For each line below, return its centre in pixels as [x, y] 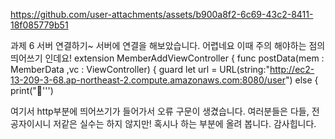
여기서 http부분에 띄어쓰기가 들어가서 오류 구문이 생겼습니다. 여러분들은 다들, [160, 111]
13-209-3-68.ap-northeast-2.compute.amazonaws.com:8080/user [148, 80]
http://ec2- [292, 69]
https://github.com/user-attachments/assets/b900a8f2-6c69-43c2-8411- [162, 14]
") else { [301, 80]
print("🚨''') [32, 90]
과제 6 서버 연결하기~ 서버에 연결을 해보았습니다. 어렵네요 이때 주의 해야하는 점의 [168, 45]
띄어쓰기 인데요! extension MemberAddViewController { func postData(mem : [167, 58]
